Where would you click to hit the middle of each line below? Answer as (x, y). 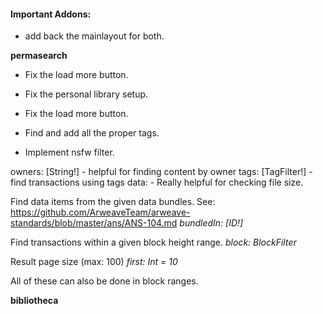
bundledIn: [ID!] (211, 223)
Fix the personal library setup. (86, 94)
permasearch (39, 56)
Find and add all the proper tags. (92, 133)
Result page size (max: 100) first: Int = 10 (94, 262)
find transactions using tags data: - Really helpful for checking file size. (157, 182)
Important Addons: (51, 14)
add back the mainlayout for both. (94, 36)
